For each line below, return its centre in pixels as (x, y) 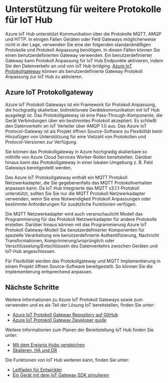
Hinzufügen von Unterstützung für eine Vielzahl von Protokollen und (76, 136)
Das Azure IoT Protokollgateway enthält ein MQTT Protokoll (66, 177)
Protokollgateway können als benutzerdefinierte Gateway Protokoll (74, 71)
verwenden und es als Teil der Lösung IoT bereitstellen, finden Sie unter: (80, 305)
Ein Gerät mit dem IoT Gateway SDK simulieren (61, 375)
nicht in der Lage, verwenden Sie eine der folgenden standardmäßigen (78, 44)
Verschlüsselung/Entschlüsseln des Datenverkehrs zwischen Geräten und (81, 246)
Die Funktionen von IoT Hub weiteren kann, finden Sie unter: (67, 360)
